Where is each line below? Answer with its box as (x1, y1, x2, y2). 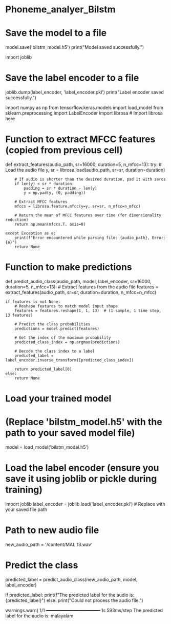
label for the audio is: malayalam (5, 613, 74, 619)
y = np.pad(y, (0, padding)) (24, 190, 86, 195)
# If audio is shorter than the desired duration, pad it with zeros (14, 177, 166, 182)
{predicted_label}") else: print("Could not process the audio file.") (5, 597, 143, 603)
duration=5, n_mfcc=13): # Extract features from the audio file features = (5, 284, 159, 290)
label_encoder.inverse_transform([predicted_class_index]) (5, 357, 134, 363)
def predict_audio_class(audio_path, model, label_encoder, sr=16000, (5, 278, 152, 284)
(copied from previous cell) (5, 144, 123, 156)
